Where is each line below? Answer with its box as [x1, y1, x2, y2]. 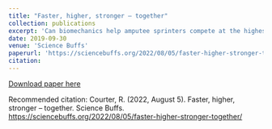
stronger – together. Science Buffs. [8, 102, 125, 113]
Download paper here [8, 78, 81, 89]
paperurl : [8, 49, 42, 57]
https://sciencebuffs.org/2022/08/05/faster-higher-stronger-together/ [8, 111, 243, 121]
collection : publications [8, 19, 96, 27]
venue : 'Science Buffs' [8, 42, 89, 50]
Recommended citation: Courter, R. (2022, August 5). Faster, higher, [8, 94, 236, 104]
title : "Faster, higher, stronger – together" [8, 11, 168, 20]
